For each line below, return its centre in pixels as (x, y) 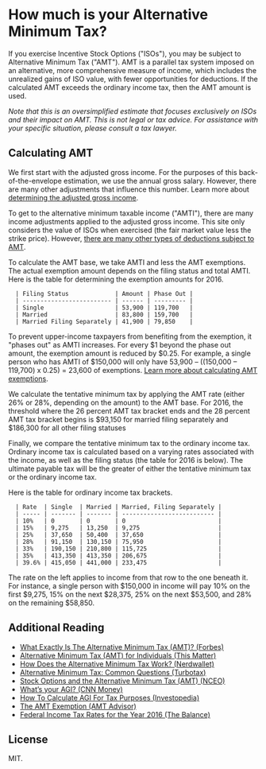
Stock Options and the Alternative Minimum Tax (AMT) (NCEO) (122, 681)
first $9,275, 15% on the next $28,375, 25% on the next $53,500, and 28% (130, 594)
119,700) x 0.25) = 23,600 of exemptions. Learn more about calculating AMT (133, 370)
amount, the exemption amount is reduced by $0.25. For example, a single (130, 353)
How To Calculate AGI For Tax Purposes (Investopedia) (110, 697)
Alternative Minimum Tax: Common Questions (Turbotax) (113, 672)
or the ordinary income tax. (52, 477)
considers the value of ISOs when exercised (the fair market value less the (130, 230)
